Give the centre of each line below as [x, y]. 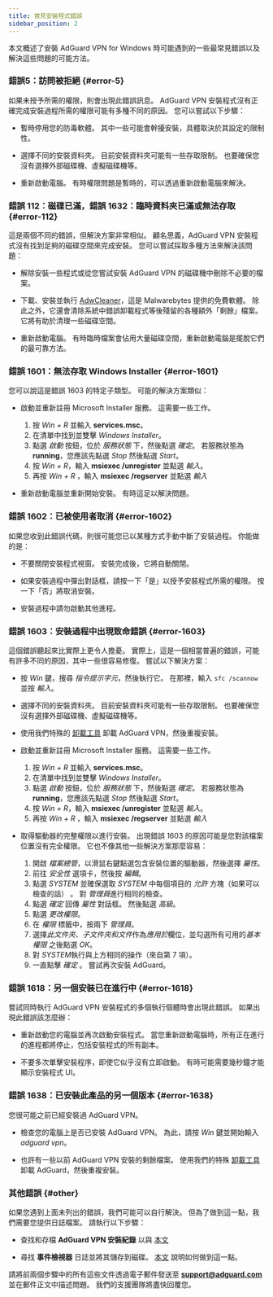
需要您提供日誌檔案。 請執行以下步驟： [80, 1222]
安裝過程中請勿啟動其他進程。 [70, 608]
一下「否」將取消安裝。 [59, 590]
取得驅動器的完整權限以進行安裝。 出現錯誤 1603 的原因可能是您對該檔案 [142, 835]
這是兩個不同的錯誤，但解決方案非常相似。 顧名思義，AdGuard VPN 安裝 [130, 235]
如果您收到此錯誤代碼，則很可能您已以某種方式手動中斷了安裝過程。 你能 [130, 536]
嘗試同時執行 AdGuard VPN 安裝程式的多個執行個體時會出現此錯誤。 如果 [131, 1007]
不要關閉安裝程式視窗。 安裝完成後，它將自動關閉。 [106, 563]
